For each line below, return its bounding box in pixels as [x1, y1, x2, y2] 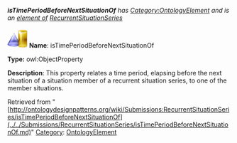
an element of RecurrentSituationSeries [7, 14, 123, 22]
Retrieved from [7, 97, 51, 106]
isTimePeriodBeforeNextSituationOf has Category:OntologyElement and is [7, 6, 229, 14]
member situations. [7, 84, 64, 92]
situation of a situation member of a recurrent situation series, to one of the [7, 76, 227, 85]
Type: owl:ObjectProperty [7, 55, 84, 63]
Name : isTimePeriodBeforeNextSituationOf [28, 41, 155, 49]
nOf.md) [7, 128, 32, 136]
